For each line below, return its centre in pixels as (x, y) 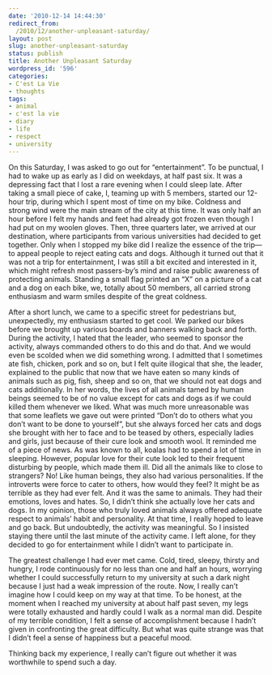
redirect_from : (34, 23)
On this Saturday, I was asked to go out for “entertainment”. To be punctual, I (136, 167)
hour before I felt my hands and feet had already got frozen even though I (131, 219)
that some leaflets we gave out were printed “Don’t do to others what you (131, 415)
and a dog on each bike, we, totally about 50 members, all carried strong (130, 288)
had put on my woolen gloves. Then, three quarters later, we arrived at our (132, 227)
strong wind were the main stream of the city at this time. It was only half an (135, 210)
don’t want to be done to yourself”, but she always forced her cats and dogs (135, 424)
